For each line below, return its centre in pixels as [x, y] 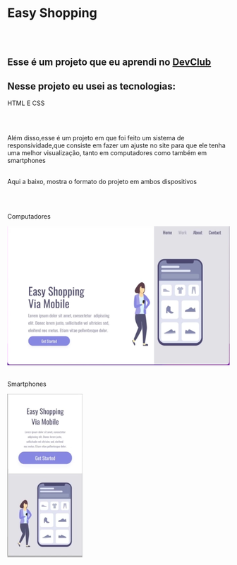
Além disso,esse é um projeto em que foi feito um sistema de [96, 138]
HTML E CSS [26, 103]
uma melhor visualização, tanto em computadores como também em [107, 153]
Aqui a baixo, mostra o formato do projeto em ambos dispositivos [102, 182]
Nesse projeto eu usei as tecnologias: [92, 86]
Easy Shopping [52, 13]
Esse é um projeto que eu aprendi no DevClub [109, 62]
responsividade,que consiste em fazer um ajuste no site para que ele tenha [116, 145]
